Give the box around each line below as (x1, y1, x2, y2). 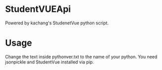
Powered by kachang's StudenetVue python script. (5, 20, 109, 26)
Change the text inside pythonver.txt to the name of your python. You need (5, 54, 158, 60)
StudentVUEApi (5, 3, 71, 15)
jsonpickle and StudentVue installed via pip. (5, 59, 94, 65)
